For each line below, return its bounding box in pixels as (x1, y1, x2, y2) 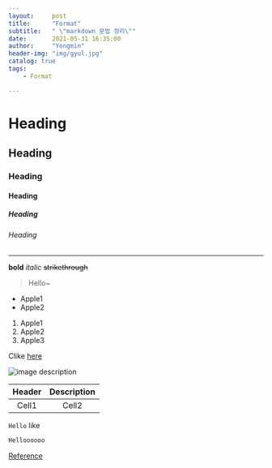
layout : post (8, 11, 67, 20)
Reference (8, 451, 43, 461)
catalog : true (8, 58, 57, 66)
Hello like (8, 421, 40, 431)
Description (49, 386, 96, 397)
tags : (8, 65, 27, 73)
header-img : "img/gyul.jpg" (8, 49, 104, 58)
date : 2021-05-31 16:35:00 (8, 34, 121, 43)
